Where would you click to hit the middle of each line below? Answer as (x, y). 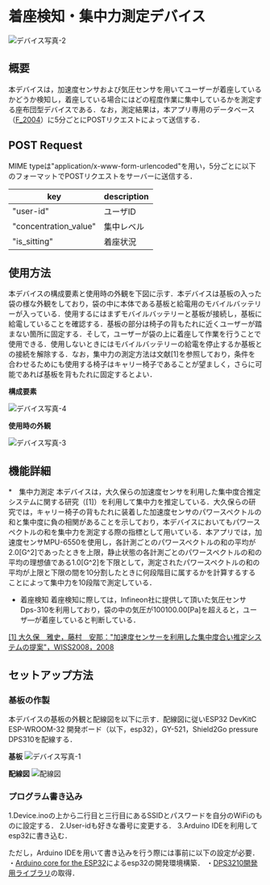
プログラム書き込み (46, 796)
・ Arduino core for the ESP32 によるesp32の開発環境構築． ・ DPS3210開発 (133, 863)
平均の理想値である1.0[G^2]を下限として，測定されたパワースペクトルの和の (134, 562)
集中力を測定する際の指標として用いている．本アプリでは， (156, 532)
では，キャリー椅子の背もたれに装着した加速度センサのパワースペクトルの (138, 512)
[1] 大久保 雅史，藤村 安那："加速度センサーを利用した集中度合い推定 (128, 637)
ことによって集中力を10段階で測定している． (82, 582)
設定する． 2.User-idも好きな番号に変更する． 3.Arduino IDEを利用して (140, 826)
